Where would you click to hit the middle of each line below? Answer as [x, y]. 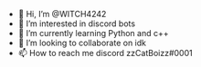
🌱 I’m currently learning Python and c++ [93, 33]
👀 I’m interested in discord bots [76, 24]
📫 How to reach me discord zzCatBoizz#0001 [106, 53]
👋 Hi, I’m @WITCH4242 [62, 14]
